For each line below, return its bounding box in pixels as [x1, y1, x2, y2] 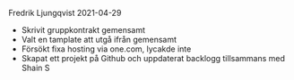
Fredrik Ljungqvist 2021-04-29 [8, 8, 122, 18]
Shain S [21, 62, 50, 73]
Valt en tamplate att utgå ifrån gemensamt [21, 35, 177, 44]
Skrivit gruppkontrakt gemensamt [21, 25, 145, 35]
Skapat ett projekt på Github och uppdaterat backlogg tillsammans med [21, 53, 286, 63]
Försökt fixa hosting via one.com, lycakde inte [21, 44, 192, 54]
